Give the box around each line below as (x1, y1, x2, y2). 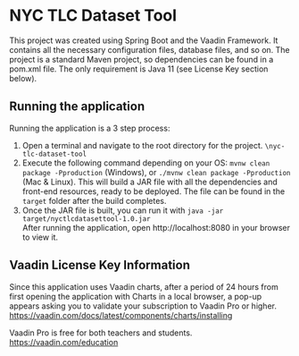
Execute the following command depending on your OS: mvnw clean (21, 157, 270, 168)
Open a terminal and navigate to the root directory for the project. (21, 140, 263, 150)
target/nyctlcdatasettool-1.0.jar (21, 214, 151, 224)
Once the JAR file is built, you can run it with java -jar (21, 205, 224, 216)
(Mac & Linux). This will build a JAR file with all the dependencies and (21, 176, 278, 187)
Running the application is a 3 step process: (9, 123, 170, 133)
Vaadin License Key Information (9, 258, 190, 273)
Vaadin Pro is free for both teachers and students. (9, 327, 193, 338)
